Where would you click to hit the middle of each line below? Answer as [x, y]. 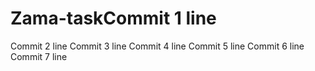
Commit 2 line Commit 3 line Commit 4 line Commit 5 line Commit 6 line [157, 46]
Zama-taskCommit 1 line [113, 18]
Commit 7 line [39, 56]
